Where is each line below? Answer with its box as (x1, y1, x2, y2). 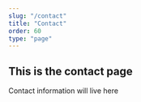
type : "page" (8, 34, 53, 43)
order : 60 (8, 27, 42, 35)
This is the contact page (8, 64, 133, 78)
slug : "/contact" (8, 11, 67, 20)
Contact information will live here (8, 86, 119, 96)
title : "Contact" (8, 19, 67, 28)
